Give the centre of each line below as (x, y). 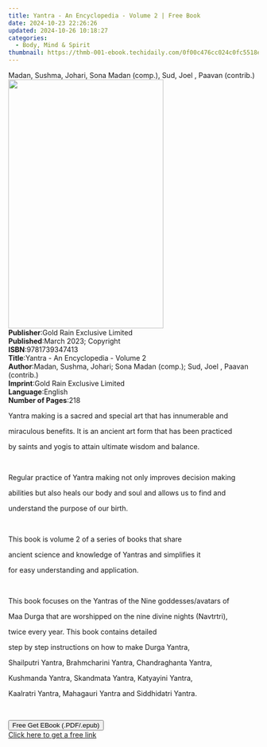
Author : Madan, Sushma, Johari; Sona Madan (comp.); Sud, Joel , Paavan (128, 366)
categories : (28, 38)
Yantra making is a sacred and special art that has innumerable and (118, 416)
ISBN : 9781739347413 (43, 350)
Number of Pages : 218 (44, 400)
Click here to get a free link (52, 735)
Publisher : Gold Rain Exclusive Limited (71, 332)
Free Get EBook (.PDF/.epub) (56, 725)
